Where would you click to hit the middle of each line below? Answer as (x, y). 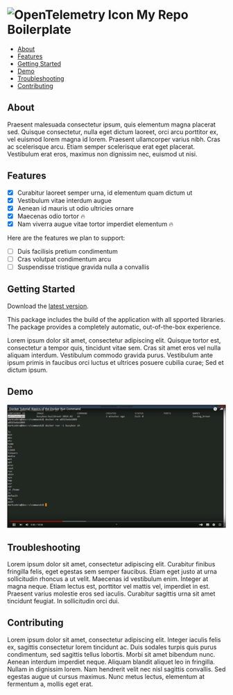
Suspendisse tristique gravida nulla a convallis (83, 267)
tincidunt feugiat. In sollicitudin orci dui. (63, 601)
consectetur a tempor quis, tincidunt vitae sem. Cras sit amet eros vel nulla (114, 347)
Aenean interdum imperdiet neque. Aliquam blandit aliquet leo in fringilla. (111, 662)
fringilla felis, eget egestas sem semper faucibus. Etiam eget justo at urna (112, 571)
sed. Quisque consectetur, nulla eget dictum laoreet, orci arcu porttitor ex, (113, 131)
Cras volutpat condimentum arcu (64, 259)
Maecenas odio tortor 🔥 (51, 216)
